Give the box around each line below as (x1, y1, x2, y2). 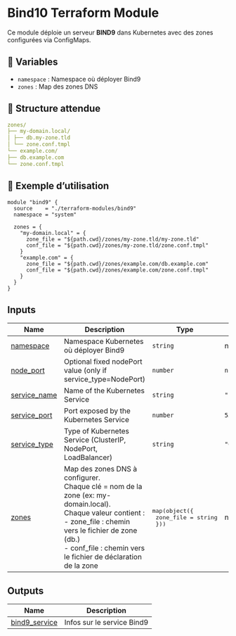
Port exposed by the (64, 406, 131, 416)
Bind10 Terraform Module (7, 5, 159, 21)
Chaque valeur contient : (64, 508, 145, 518)
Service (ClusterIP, (64, 435, 126, 445)
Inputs (7, 304, 37, 316)
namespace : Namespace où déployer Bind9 (17, 75, 141, 83)
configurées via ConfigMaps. (7, 35, 91, 44)
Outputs (7, 585, 44, 597)
